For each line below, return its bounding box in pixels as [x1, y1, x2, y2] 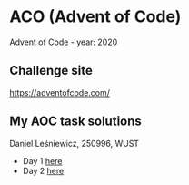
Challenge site [9, 63, 93, 78]
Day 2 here [22, 165, 65, 176]
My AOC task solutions [9, 114, 143, 129]
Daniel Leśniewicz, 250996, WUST [9, 138, 139, 149]
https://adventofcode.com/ [9, 87, 111, 98]
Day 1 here [22, 155, 63, 166]
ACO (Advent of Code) [9, 6, 182, 27]
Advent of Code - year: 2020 [9, 36, 118, 47]
